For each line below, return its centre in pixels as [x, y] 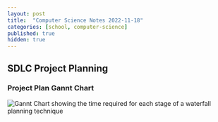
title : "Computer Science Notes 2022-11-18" [75, 20]
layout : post [26, 14]
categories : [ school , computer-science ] [68, 27]
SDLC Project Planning [58, 68]
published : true [31, 33]
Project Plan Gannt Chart [50, 88]
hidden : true [26, 40]
